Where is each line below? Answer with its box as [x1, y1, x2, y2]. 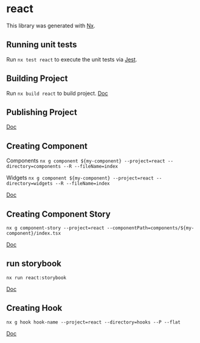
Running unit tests [6, 40, 77, 50]
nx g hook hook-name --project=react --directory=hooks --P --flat [6, 319, 181, 325]
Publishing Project [6, 107, 77, 117]
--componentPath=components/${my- [106, 225, 195, 231]
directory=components [6, 164, 61, 170]
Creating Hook [6, 303, 63, 313]
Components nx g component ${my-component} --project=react [6, 157, 165, 164]
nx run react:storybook [6, 274, 67, 281]
